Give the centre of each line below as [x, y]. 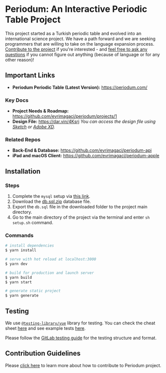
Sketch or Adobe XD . [34, 127]
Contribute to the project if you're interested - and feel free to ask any [76, 49]
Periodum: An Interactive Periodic [76, 9]
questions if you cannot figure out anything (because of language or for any [83, 54]
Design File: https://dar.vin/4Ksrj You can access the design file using [84, 122]
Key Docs [17, 100]
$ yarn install [21, 250]
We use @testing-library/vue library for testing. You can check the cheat [80, 323]
